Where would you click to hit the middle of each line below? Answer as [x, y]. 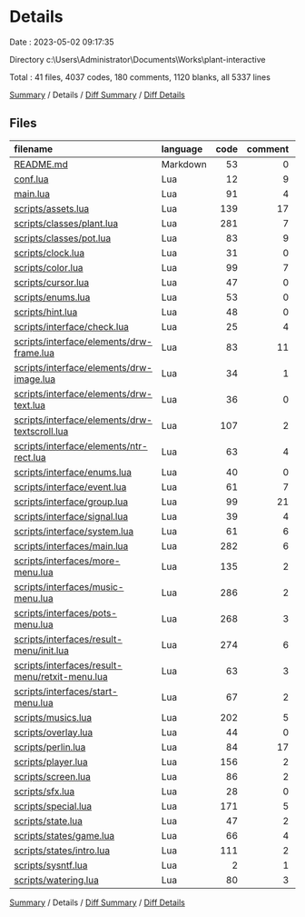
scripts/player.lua [51, 762]
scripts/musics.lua [53, 717]
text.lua [30, 404]
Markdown [184, 164]
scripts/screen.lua [52, 776]
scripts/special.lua [53, 806]
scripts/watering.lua [57, 880]
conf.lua [31, 179]
